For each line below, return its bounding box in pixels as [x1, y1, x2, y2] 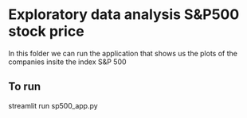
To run [8, 80, 41, 93]
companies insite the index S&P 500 [8, 57, 127, 67]
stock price [8, 22, 85, 40]
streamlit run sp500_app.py [8, 101, 98, 110]
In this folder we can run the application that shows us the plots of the [8, 48, 237, 58]
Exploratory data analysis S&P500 [8, 6, 240, 24]
